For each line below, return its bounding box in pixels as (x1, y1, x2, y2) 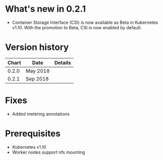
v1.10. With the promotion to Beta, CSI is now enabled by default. (12, 24, 142, 30)
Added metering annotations (12, 111, 70, 117)
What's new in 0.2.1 (5, 3, 86, 15)
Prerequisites (5, 128, 61, 139)
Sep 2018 (25, 75, 49, 82)
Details (54, 59, 71, 66)
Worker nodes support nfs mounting (12, 149, 85, 155)
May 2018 (25, 67, 50, 74)
